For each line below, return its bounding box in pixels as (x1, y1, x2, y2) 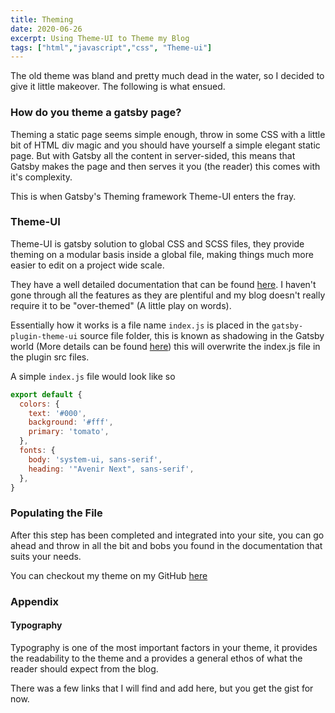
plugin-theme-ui (10, 331, 78, 341)
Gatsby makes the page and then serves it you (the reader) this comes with (10, 160, 321, 172)
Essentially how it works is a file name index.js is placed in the (10, 319, 270, 331)
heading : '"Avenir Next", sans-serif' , (28, 464, 195, 474)
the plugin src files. (10, 351, 90, 363)
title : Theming (10, 14, 74, 25)
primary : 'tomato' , (28, 427, 110, 437)
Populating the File (10, 506, 103, 520)
